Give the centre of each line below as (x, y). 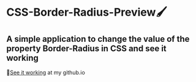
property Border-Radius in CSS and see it (86, 48)
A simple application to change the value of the (98, 39)
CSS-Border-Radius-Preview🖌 (87, 12)
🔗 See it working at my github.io (46, 72)
